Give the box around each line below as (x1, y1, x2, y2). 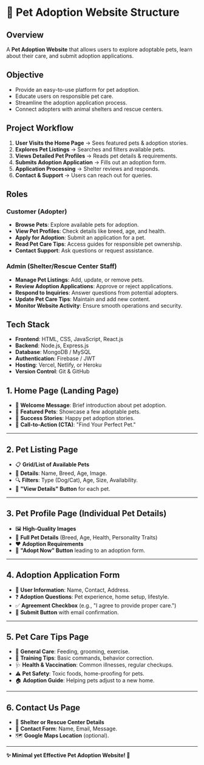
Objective (6, 70, 44, 80)
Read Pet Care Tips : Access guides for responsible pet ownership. (15, 240, 182, 248)
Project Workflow (6, 123, 74, 133)
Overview (6, 30, 44, 40)
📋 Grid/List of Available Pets (15, 461, 90, 468)
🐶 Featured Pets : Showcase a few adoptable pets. (15, 408, 141, 415)
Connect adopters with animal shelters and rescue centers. (15, 105, 163, 112)
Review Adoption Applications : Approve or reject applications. (15, 282, 173, 289)
